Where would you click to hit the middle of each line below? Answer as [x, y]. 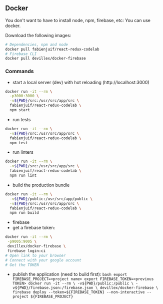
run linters [23, 152]
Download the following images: [38, 35]
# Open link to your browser [35, 255]
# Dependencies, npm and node [37, 45]
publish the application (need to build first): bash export [70, 274]
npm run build [24, 213]
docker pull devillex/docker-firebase [45, 59]
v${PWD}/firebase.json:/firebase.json [53, 288]
